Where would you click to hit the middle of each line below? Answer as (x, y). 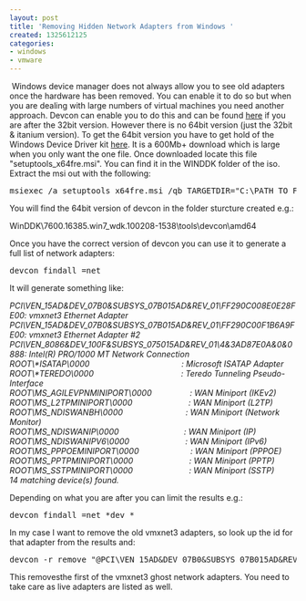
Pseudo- (269, 373)
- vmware (26, 60)
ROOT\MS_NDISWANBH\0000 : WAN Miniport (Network (145, 412)
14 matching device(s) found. (65, 480)
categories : (32, 43)
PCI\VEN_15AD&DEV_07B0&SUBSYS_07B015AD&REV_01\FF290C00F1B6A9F (152, 325)
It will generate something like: (67, 288)
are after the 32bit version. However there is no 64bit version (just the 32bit (151, 125)
